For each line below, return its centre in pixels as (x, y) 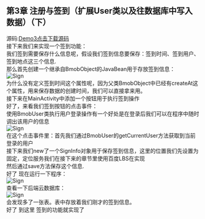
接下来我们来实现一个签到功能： (47, 46)
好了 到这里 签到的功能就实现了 (45, 209)
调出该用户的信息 (28, 121)
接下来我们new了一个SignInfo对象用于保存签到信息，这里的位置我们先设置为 (102, 150)
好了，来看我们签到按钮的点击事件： (52, 106)
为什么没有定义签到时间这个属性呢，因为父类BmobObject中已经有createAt (100, 83)
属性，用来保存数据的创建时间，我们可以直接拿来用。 (78, 91)
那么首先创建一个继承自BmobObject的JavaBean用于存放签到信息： (91, 69)
